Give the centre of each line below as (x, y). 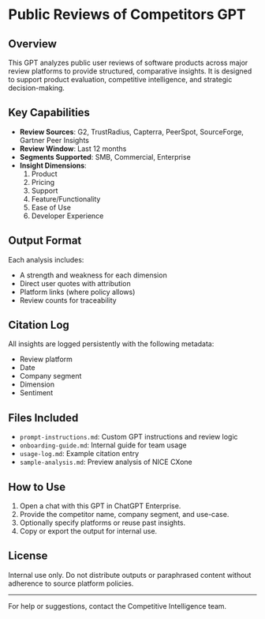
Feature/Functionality (66, 198)
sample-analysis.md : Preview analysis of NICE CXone (106, 462)
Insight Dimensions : (53, 165)
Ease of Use (51, 207)
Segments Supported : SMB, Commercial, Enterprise (105, 157)
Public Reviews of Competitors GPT (127, 15)
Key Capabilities (49, 113)
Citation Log (39, 325)
